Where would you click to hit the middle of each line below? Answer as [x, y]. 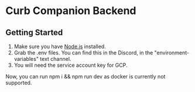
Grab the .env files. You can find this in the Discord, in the [83, 53]
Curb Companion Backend [71, 11]
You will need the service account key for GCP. [71, 65]
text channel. [56, 59]
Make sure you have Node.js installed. [60, 46]
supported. [19, 83]
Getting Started [34, 33]
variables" [26, 59]
